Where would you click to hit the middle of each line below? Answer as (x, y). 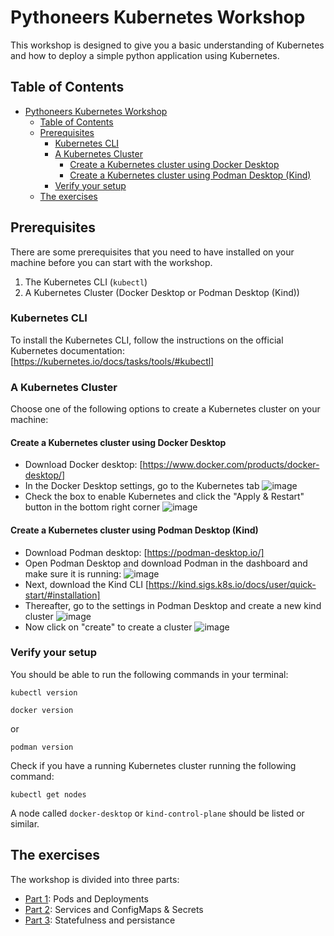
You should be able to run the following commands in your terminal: (149, 674)
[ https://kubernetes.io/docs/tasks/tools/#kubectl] (112, 361)
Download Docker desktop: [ (83, 465)
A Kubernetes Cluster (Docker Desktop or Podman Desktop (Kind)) (162, 292)
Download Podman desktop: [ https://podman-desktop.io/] (144, 552)
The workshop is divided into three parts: (95, 879)
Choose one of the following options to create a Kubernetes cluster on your (165, 409)
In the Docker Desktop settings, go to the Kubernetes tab (142, 486)
